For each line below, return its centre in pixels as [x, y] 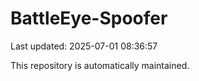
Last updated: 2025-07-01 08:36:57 [84, 46]
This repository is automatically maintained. [100, 65]
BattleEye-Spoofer [89, 18]
